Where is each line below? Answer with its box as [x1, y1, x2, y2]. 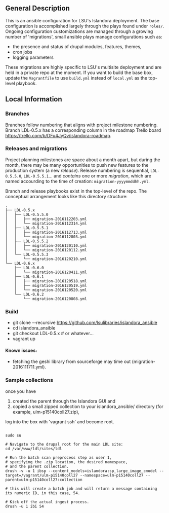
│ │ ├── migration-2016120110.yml [5, 243, 87, 248]
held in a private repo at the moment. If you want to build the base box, [5, 69, 153, 76]
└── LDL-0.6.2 [14, 291, 44, 297]
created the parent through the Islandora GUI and [12, 398, 115, 404]
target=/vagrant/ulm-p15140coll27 [5, 472, 78, 478]
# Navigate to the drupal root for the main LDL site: [5, 442, 123, 447]
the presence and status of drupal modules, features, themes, [12, 43, 142, 50]
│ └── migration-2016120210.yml [5, 256, 87, 262]
